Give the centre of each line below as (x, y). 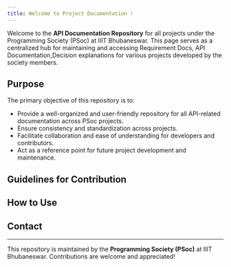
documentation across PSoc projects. (70, 121)
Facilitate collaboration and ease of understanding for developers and (116, 136)
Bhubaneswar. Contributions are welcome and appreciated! (91, 257)
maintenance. (36, 158)
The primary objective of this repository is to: (71, 100)
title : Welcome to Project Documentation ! (70, 13)
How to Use (32, 203)
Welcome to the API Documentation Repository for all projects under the (111, 33)
